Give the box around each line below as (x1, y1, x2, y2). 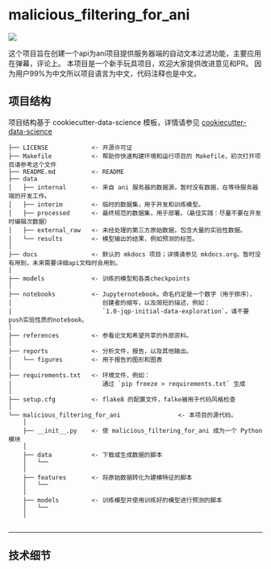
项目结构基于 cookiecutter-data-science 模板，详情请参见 (8, 117, 200, 127)
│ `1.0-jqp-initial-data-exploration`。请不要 (8, 307, 250, 315)
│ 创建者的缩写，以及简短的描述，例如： (8, 298, 211, 307)
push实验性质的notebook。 (8, 316, 89, 324)
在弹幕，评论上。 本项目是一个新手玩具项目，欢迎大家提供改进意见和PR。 (8, 58, 252, 68)
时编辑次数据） (8, 218, 51, 226)
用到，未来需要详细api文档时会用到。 (14, 259, 122, 267)
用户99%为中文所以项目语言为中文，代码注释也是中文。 (15, 69, 202, 78)
